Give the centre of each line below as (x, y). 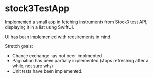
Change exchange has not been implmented (57, 55)
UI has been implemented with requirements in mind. (58, 37)
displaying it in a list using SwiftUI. (40, 27)
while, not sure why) (33, 66)
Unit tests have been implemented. (47, 71)
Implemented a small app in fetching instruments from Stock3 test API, (76, 22)
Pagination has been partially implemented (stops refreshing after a (80, 60)
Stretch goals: (19, 46)
